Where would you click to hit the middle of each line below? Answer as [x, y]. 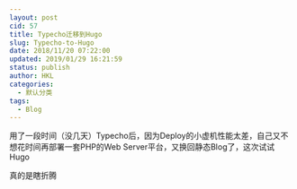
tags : [19, 101]
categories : [31, 84]
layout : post [34, 17]
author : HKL [31, 76]
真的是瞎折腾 [33, 176]
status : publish [40, 68]
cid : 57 [24, 26]
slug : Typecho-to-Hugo [52, 43]
